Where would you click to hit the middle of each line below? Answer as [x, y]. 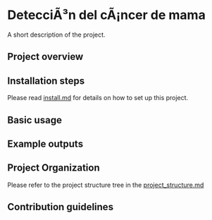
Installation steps [46, 81]
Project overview [45, 57]
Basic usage [35, 120]
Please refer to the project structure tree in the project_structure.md [106, 185]
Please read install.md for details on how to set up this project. [98, 98]
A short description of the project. [56, 35]
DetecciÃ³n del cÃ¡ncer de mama [106, 15]
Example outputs [45, 143]
